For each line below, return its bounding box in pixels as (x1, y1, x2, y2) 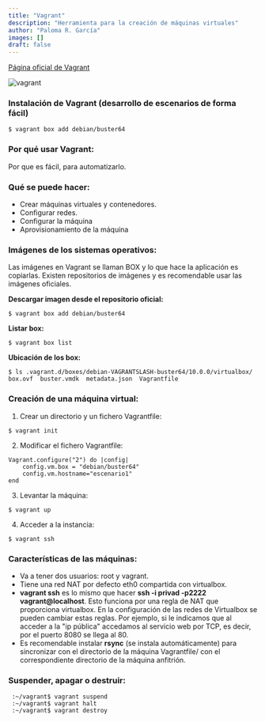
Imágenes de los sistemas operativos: (8, 244, 157, 255)
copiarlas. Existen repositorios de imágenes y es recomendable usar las (8, 270, 243, 281)
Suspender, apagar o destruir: (8, 675, 127, 686)
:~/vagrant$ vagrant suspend (11, 693, 108, 701)
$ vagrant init (8, 426, 59, 435)
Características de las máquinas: (8, 553, 138, 564)
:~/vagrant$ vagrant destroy (11, 707, 108, 715)
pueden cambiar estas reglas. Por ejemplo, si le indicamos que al (19, 613, 232, 622)
